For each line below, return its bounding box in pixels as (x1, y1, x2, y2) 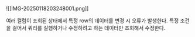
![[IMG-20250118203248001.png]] (6, 5, 89, 12)
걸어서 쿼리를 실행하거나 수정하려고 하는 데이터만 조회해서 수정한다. (12, 25, 166, 31)
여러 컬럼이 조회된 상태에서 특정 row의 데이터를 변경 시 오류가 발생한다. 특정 (6, 17, 179, 24)
